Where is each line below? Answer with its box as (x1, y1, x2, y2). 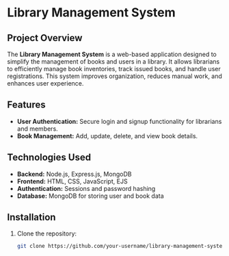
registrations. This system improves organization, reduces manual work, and (7, 72, 222, 80)
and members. (16, 125, 58, 133)
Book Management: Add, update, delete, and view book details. (16, 131, 198, 140)
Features (7, 99, 46, 111)
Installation (7, 212, 56, 223)
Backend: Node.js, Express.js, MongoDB (16, 170, 132, 178)
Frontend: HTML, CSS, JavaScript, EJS (16, 177, 128, 185)
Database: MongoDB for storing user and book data (16, 192, 164, 200)
